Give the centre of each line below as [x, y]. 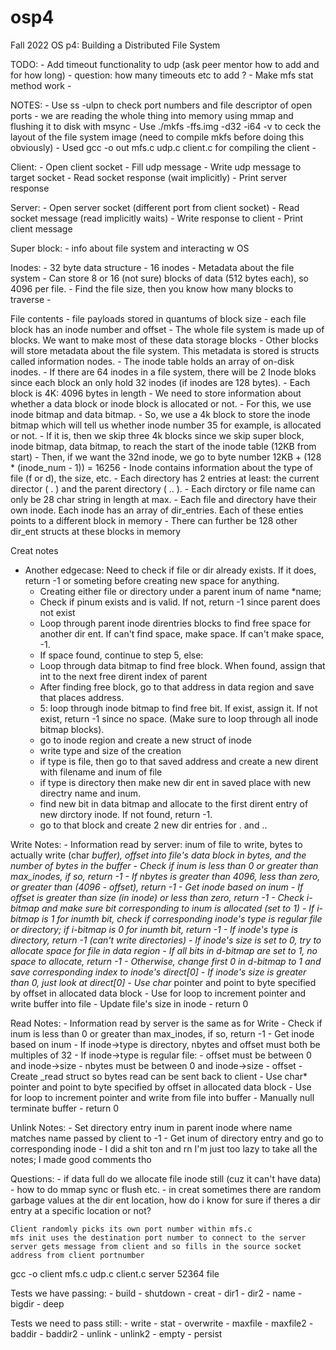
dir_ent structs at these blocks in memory [96, 531]
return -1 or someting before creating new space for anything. [152, 580]
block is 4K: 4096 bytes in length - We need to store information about [156, 393]
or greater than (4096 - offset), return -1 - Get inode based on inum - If [157, 887]
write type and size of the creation [110, 750]
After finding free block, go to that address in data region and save [177, 687]
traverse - [31, 299]
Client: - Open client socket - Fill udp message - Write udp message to [156, 167]
